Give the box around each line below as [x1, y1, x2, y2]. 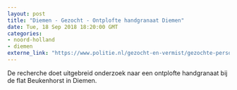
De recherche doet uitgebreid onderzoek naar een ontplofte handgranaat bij [7, 68, 228, 77]
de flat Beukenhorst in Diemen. [7, 76, 97, 84]
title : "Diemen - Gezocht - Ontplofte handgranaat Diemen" [7, 17, 185, 24]
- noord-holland [7, 37, 55, 44]
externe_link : [7, 50, 49, 57]
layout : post [7, 10, 46, 18]
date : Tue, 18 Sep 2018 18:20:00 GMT [7, 23, 119, 30]
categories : [7, 30, 42, 37]
